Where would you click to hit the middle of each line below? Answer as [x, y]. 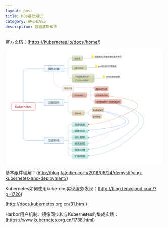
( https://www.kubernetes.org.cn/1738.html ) [50, 220]
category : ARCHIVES [26, 21]
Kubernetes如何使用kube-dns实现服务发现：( [52, 189]
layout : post [19, 11]
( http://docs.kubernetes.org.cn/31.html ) [46, 204]
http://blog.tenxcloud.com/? [128, 189]
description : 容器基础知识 [31, 27]
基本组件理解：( [22, 173]
